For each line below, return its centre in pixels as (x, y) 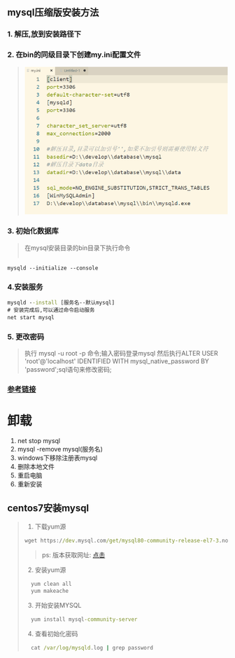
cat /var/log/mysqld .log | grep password (92, 648)
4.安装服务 (25, 287)
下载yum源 (50, 526)
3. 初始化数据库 (33, 231)
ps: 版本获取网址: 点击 (73, 554)
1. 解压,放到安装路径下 (44, 34)
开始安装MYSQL (58, 605)
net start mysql (31, 317)
